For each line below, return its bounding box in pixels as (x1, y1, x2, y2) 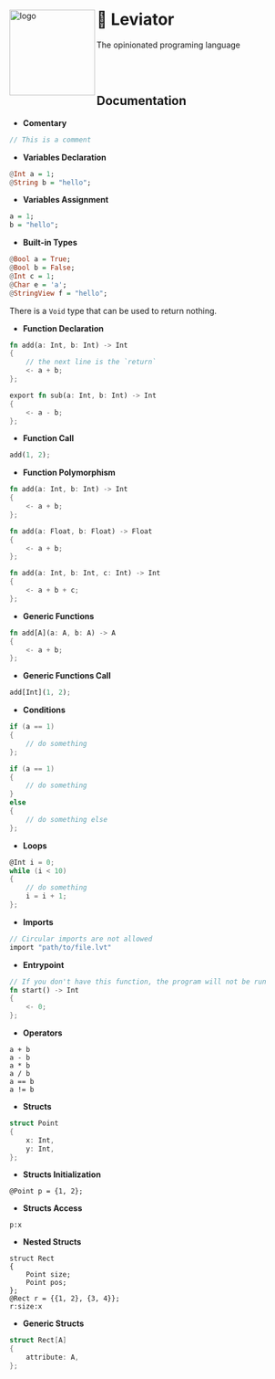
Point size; (25, 1270, 71, 1279)
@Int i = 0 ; (9, 858, 55, 867)
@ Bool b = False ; (9, 263, 76, 272)
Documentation (97, 93, 187, 109)
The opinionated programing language (97, 39, 241, 50)
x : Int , (25, 1135, 55, 1145)
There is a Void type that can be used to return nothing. (9, 305, 217, 316)
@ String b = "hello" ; (9, 178, 92, 187)
